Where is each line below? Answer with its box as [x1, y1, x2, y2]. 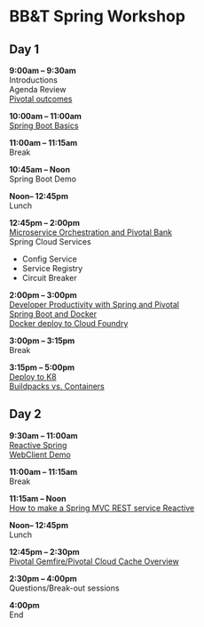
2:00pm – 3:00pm [9, 290, 77, 300]
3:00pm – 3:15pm [9, 335, 75, 346]
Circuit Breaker [21, 273, 77, 283]
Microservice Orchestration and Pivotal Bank [9, 227, 173, 237]
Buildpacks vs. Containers [9, 381, 105, 391]
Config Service [21, 253, 77, 264]
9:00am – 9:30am [9, 65, 77, 76]
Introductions [9, 75, 58, 85]
